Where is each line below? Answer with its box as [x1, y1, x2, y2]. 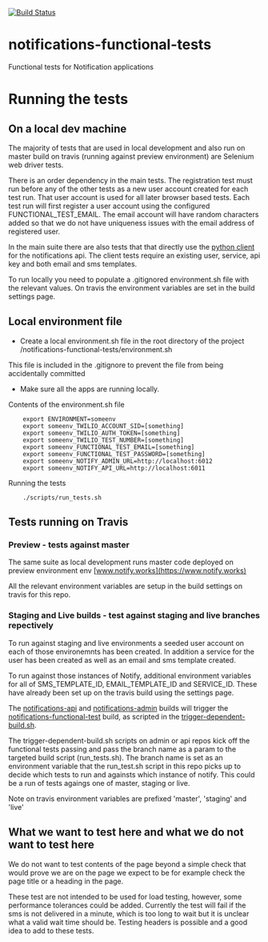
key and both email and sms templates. [8, 259, 138, 268]
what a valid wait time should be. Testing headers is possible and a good [8, 917, 248, 927]
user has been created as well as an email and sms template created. [8, 655, 236, 664]
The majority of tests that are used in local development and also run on [8, 142, 246, 152]
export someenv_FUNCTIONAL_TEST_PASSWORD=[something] [22, 450, 206, 458]
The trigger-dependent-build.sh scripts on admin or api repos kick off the [8, 736, 250, 745]
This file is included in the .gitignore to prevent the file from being [8, 360, 224, 370]
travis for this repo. [8, 590, 71, 599]
